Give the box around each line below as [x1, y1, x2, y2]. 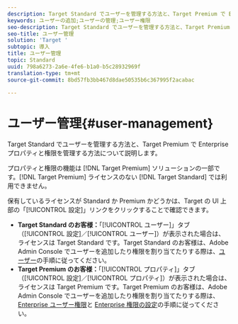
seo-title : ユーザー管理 [7, 30, 74, 38]
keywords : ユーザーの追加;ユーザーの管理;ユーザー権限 [7, 17, 151, 24]
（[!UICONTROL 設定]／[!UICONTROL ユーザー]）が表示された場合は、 [17, 230, 225, 238]
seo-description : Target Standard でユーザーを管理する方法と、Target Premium [7, 23, 230, 30]
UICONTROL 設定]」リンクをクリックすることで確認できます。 [30, 206, 212, 214]
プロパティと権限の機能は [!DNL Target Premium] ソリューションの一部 [7, 164, 215, 172]
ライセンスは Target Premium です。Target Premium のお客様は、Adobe [17, 283, 228, 291]
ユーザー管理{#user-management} [7, 115, 214, 131]
